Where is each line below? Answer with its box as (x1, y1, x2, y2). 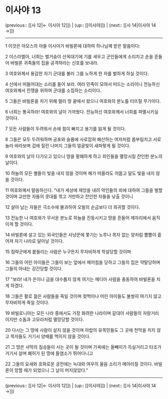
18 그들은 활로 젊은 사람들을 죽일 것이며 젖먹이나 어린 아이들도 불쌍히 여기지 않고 (5, 293, 161, 299)
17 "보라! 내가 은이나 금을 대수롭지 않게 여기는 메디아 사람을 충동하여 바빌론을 (5, 276, 155, 282)
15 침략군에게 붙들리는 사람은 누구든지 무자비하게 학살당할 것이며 (5, 248, 131, 254)
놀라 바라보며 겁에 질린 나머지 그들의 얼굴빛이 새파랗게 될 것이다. (5, 143, 131, 149)
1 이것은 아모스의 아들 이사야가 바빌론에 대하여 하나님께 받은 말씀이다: (5, 43, 140, 49)
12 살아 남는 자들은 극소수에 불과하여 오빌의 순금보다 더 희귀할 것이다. (5, 204, 140, 210)
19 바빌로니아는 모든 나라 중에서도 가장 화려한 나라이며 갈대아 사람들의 (5, 310, 142, 316)
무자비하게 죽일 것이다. (5, 299, 49, 305)
